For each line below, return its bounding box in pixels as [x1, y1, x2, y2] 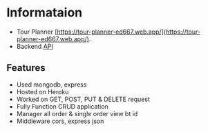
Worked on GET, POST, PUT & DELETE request [16, 95, 150, 103]
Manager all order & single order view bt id [16, 109, 138, 118]
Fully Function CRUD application [16, 102, 108, 111]
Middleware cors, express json [16, 117, 104, 125]
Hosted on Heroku [16, 87, 69, 96]
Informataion [6, 5, 83, 21]
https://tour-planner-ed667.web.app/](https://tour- [57, 27, 201, 36]
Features [6, 62, 46, 74]
